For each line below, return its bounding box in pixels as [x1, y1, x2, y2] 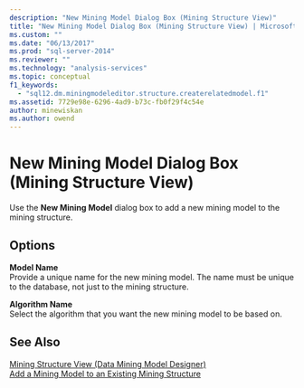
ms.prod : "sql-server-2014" [9, 47, 116, 56]
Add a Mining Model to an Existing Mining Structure [9, 368, 202, 379]
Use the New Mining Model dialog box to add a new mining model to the [9, 203, 280, 213]
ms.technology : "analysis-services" [9, 64, 147, 73]
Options [9, 238, 56, 253]
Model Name [9, 261, 59, 272]
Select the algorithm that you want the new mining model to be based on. [9, 308, 282, 319]
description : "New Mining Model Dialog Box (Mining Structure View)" [9, 13, 278, 23]
